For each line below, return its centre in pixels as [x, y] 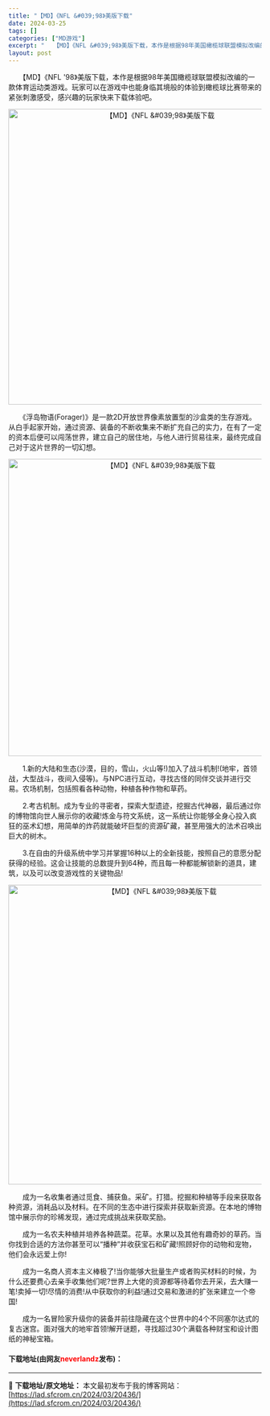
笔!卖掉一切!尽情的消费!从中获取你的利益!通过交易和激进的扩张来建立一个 [129, 1291]
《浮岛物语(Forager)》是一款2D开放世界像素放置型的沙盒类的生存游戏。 [139, 417]
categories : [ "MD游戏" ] [47, 38]
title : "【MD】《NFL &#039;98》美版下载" [71, 16]
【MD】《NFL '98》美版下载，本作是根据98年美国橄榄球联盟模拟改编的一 [139, 77]
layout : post [30, 53]
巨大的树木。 [29, 836]
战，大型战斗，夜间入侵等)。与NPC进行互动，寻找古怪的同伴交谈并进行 [126, 778]
